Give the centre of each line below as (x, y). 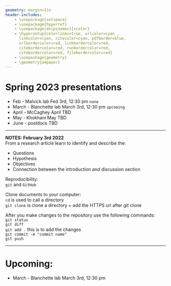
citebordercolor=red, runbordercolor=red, (64, 48)
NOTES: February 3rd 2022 (35, 138)
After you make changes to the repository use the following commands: (80, 215)
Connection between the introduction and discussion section (77, 169)
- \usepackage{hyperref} (41, 24)
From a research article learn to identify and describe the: (66, 143)
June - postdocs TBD (35, 123)
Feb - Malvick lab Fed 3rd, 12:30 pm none (55, 101)
